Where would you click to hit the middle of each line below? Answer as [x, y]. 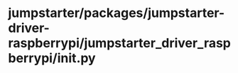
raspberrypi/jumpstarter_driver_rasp [120, 43]
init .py [76, 58]
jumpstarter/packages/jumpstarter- [117, 13]
